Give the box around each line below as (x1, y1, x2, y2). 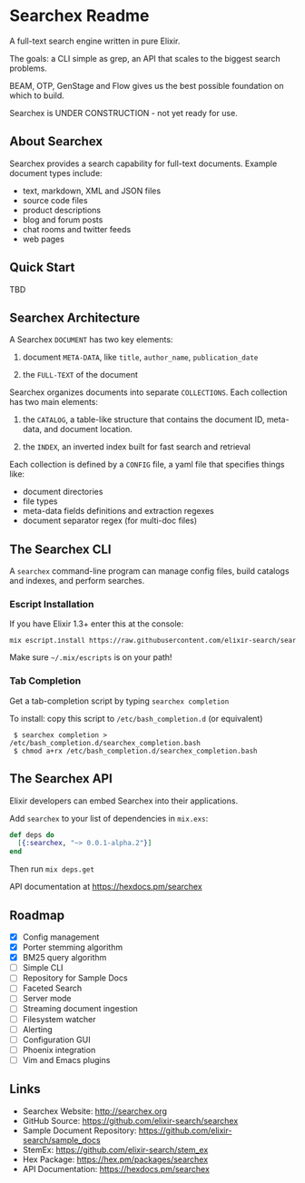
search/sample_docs (22, 1134, 102, 1145)
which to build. (9, 90, 65, 101)
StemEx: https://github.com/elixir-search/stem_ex (22, 1144, 209, 1155)
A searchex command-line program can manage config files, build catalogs (9, 566, 290, 577)
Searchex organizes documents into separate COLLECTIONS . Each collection (9, 387, 288, 398)
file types (22, 496, 58, 507)
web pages (22, 233, 65, 244)
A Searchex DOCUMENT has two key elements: (9, 334, 173, 345)
